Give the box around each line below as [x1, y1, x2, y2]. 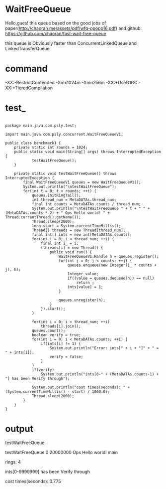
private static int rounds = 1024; [14, 145, 88, 150]
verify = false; [49, 354, 83, 359]
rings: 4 [5, 459, 21, 465]
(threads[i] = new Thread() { [40, 245, 103, 250]
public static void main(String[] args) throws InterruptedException [14, 149, 162, 154]
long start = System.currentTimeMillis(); [31, 223, 121, 228]
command [5, 63, 48, 74]
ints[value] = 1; [67, 284, 103, 290]
